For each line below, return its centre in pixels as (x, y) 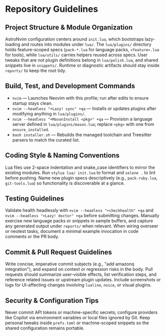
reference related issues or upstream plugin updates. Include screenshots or (83, 280)
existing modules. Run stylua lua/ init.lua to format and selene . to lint (80, 172)
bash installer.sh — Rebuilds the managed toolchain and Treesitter (82, 135)
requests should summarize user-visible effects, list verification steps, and (81, 274)
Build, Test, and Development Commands (70, 86)
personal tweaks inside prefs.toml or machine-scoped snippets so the (77, 323)
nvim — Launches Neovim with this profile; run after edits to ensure (81, 98)
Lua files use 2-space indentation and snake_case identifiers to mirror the (80, 167)
